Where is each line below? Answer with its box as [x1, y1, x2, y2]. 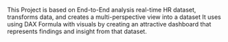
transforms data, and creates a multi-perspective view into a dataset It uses [7, 13, 221, 21]
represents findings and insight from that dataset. [7, 27, 148, 35]
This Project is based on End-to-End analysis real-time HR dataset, [7, 6, 196, 14]
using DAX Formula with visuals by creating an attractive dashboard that [7, 20, 212, 28]
